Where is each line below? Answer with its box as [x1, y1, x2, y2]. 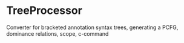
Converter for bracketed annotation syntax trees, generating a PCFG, [6, 24, 179, 31]
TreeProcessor [6, 4, 83, 18]
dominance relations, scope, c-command [6, 30, 109, 37]
